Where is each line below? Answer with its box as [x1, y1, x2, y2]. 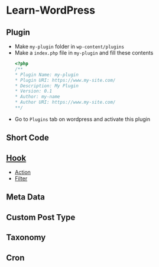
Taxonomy [6, 233, 46, 243]
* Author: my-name [14, 94, 60, 100]
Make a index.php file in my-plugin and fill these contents [14, 49, 154, 56]
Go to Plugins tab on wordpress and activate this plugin [14, 115, 151, 122]
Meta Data [6, 192, 46, 202]
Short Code [6, 133, 49, 143]
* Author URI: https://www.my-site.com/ [14, 99, 116, 106]
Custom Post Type [6, 212, 76, 223]
